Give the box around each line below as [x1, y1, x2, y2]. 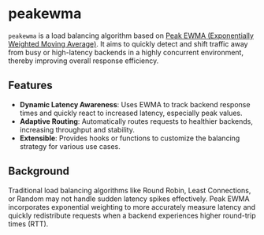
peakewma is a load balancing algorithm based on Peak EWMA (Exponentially [8, 31, 255, 40]
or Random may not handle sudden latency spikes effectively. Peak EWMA [8, 194, 250, 203]
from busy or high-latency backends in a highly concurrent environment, [8, 47, 244, 57]
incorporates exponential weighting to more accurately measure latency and [8, 202, 256, 211]
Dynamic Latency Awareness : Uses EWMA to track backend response [19, 99, 251, 109]
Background [8, 165, 69, 178]
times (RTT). [8, 218, 49, 229]
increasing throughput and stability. [19, 125, 136, 134]
